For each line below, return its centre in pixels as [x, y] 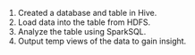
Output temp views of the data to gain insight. [102, 41]
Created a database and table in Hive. [87, 13]
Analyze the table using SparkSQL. [82, 31]
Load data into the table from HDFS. [84, 22]
